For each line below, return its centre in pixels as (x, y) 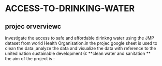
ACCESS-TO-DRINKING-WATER (70, 8)
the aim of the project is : (30, 58)
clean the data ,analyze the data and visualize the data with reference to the (81, 48)
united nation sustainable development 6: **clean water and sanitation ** (78, 53)
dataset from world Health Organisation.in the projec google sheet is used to (81, 43)
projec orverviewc (33, 26)
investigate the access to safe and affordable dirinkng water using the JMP (80, 38)
